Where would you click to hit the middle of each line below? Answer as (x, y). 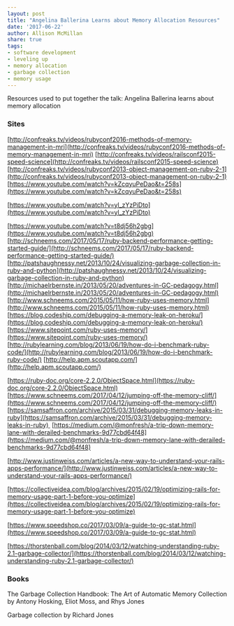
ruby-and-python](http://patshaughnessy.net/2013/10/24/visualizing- (107, 270)
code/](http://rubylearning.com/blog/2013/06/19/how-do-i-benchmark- (110, 352)
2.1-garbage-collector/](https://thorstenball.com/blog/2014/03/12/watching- (117, 553)
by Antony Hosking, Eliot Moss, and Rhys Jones (76, 601)
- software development (42, 53)
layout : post (26, 14)
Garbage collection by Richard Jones (60, 615)
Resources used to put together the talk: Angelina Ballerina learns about (111, 99)
